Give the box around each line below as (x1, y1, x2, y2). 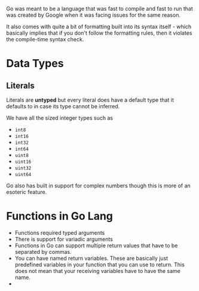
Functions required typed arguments (14, 229, 105, 236)
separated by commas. (14, 248, 72, 255)
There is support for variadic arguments (14, 235, 114, 242)
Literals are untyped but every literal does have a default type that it (6, 96, 174, 104)
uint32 (14, 165, 32, 171)
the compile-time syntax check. (6, 36, 84, 43)
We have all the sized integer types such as (6, 114, 114, 122)
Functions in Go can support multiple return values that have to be (14, 242, 178, 249)
